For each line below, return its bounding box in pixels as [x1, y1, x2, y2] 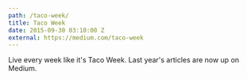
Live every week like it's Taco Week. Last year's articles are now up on [8, 55, 240, 65]
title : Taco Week [8, 19, 66, 27]
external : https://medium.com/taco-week [8, 33, 145, 42]
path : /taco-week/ [8, 11, 69, 20]
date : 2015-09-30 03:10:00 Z [8, 26, 105, 34]
